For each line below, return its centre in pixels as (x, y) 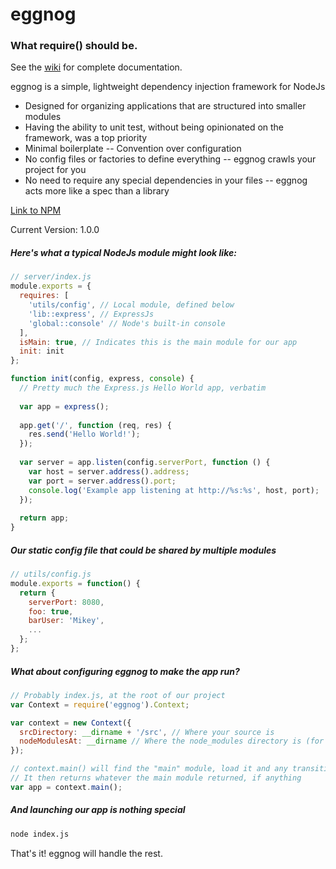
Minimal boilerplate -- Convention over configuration (133, 149)
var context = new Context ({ (71, 723)
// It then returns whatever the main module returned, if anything (156, 778)
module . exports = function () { (75, 583)
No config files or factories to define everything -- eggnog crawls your (170, 159)
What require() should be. (74, 46)
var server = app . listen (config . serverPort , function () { (145, 463)
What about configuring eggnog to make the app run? (125, 671)
